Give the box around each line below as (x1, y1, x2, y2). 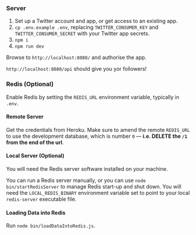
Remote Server (6, 113, 44, 120)
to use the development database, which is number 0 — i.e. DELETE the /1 (6, 133, 188, 140)
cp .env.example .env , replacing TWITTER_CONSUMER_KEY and (14, 24, 159, 31)
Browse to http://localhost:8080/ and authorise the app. (6, 54, 146, 61)
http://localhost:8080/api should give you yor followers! (6, 65, 147, 72)
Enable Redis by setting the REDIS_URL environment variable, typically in (6, 93, 180, 101)
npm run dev (14, 44, 44, 49)
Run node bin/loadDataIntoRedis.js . (6, 222, 96, 229)
